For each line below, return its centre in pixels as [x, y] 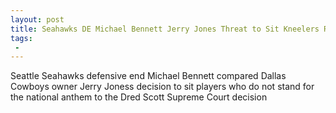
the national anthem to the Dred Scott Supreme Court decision [139, 97]
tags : [21, 38]
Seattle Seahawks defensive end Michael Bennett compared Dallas [148, 76]
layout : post [37, 19]
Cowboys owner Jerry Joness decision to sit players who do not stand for [162, 87]
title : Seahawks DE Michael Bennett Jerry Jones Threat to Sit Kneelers [165, 29]
